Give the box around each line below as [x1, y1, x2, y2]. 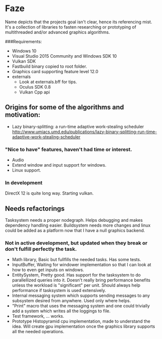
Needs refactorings [5, 204, 65, 213]
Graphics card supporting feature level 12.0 [12, 68, 98, 74]
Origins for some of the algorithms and [5, 103, 124, 111]
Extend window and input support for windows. [12, 162, 106, 168]
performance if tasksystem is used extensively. [12, 288, 106, 293]
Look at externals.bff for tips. [19, 78, 77, 85]
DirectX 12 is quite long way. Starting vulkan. [5, 190, 94, 196]
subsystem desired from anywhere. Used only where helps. [12, 298, 131, 304]
